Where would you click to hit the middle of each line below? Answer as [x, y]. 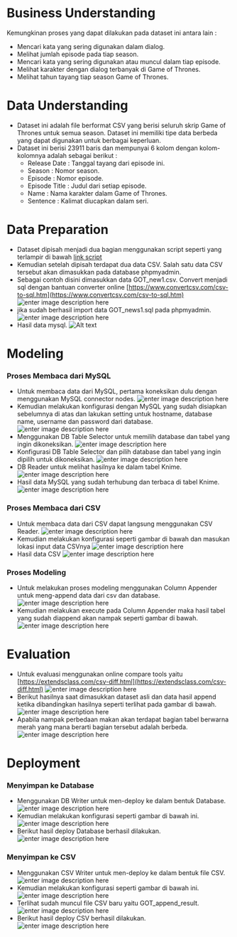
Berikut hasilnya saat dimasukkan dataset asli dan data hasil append [116, 697]
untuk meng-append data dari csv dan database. [88, 595]
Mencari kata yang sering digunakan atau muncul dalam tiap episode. [118, 61]
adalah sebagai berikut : [82, 155]
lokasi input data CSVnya [54, 546]
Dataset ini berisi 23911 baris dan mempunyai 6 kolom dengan [107, 148]
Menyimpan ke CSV [41, 857]
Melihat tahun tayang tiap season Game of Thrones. [93, 77]
